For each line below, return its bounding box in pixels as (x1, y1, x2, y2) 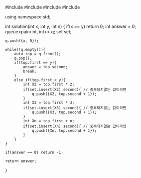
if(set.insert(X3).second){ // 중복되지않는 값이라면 (23, 105, 127, 110)
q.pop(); (14, 56, 32, 61)
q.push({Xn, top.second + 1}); (31, 128, 97, 133)
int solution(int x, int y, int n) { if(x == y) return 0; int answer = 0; (5, 23, 136, 29)
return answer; (5, 159, 37, 164)
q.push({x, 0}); (5, 38, 39, 43)
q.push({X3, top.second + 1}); (31, 110, 97, 115)
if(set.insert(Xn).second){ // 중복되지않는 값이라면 (23, 124, 127, 129)
